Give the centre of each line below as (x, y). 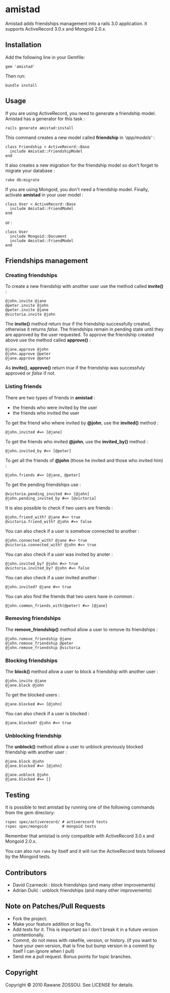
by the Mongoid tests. (28, 856)
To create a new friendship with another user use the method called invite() (84, 286)
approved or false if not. (30, 373)
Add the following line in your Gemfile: (45, 57)
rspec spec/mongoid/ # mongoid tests (51, 826)
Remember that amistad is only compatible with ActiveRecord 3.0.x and (80, 836)
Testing (18, 795)
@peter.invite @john (27, 306)
